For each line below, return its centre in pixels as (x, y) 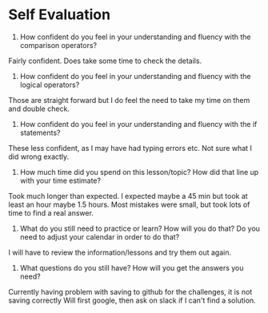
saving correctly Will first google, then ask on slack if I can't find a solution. (132, 300)
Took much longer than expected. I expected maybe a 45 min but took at (128, 196)
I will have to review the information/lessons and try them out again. (120, 252)
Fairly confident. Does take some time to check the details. (105, 61)
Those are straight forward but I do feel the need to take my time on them (129, 100)
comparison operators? (58, 45)
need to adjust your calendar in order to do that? (100, 236)
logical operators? (50, 85)
